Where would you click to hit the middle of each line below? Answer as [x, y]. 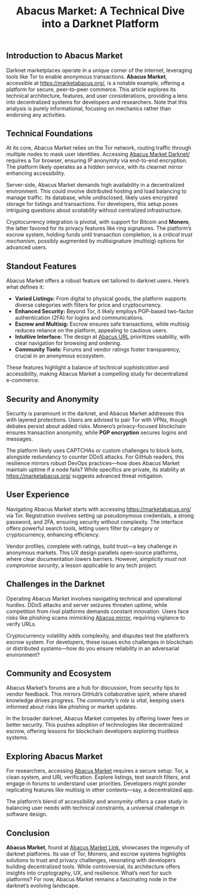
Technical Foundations [50, 134]
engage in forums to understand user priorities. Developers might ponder [96, 784]
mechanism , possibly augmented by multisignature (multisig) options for [95, 241]
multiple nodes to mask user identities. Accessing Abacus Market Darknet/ [98, 154]
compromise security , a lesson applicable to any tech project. [82, 565]
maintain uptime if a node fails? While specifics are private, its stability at [96, 470]
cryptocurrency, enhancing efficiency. [53, 535]
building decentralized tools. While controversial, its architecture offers [93, 867]
